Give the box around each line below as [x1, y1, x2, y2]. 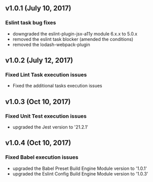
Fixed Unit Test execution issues [5, 112, 87, 119]
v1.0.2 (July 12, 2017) [5, 56, 73, 65]
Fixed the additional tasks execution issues [12, 83, 102, 89]
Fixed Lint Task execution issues [5, 71, 87, 78]
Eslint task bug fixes [5, 19, 56, 26]
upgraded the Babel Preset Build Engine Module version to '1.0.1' [12, 165, 147, 171]
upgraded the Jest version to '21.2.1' [12, 124, 89, 130]
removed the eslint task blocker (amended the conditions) [12, 36, 133, 42]
